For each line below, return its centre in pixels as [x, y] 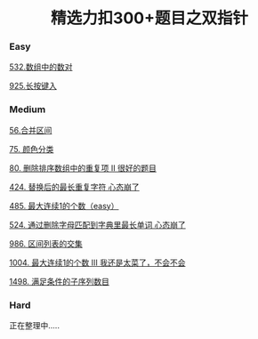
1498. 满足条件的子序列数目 [59, 281]
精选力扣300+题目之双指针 [149, 18]
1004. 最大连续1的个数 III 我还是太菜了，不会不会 [97, 262]
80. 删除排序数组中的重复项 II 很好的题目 [83, 168]
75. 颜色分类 [32, 149]
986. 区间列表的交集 [46, 243]
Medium [28, 109]
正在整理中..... [35, 326]
